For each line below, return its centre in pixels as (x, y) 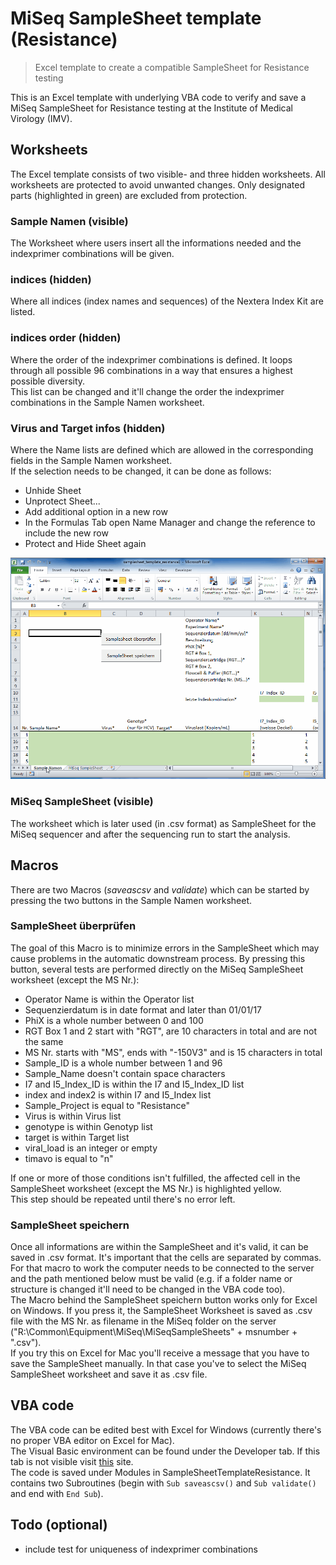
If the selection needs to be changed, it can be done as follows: (141, 471)
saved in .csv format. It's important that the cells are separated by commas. (166, 1258)
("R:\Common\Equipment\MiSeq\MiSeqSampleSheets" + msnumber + (154, 1332)
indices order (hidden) (66, 338)
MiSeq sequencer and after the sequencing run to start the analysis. (150, 834)
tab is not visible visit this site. (72, 1461)
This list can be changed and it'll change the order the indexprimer (147, 391)
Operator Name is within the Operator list (109, 999)
